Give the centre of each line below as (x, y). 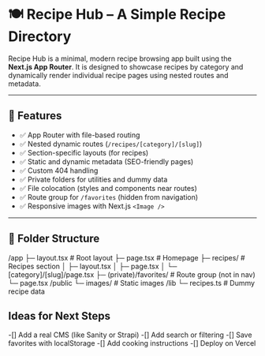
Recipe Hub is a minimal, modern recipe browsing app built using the (120, 58)
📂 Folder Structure (54, 239)
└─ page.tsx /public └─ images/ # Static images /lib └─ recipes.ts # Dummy (131, 283)
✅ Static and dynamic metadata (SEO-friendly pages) (106, 161)
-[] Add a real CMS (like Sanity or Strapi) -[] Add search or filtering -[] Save (130, 335)
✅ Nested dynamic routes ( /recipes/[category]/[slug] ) (111, 144)
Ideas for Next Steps (60, 316)
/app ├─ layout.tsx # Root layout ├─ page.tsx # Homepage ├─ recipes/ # (127, 257)
